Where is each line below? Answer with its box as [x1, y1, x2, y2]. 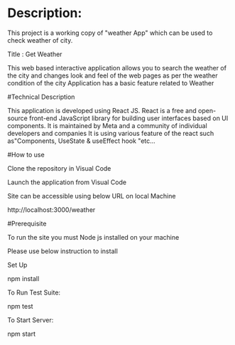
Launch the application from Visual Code [7, 178, 126, 186]
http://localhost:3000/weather [7, 205, 96, 214]
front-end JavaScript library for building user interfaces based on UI [29, 114, 229, 122]
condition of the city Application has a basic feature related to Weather [7, 78, 214, 87]
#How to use [7, 150, 45, 159]
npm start [7, 329, 36, 338]
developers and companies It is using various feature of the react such [7, 129, 214, 137]
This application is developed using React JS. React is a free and [7, 106, 197, 115]
